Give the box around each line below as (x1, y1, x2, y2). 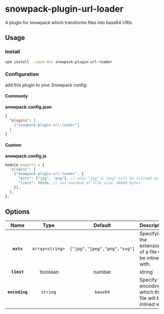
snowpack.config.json (5, 104, 52, 110)
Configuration (5, 71, 39, 78)
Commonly (5, 93, 28, 99)
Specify (139, 276, 158, 283)
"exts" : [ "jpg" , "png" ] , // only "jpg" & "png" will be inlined (18, 176, 152, 181)
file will (139, 295, 156, 302)
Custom (5, 142, 22, 148)
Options (5, 207, 30, 216)
